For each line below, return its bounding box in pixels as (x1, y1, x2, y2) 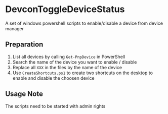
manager (5, 25, 24, 31)
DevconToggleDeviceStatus (5, 4, 125, 15)
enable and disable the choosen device (12, 75, 95, 81)
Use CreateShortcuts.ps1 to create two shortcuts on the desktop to (12, 70, 153, 76)
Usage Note (5, 90, 43, 98)
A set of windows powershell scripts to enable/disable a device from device (5, 20, 163, 26)
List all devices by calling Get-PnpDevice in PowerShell (12, 53, 125, 60)
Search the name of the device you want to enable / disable (12, 59, 137, 65)
